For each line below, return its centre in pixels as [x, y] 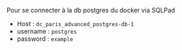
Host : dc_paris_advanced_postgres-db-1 [75, 24]
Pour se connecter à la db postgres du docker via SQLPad [91, 10]
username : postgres [47, 31]
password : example [45, 39]
